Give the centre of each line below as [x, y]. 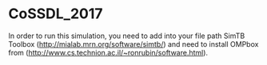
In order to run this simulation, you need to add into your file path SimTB [127, 36]
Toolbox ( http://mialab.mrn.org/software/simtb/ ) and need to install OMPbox [133, 44]
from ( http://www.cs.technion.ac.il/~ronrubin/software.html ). [108, 52]
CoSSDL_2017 [56, 14]
